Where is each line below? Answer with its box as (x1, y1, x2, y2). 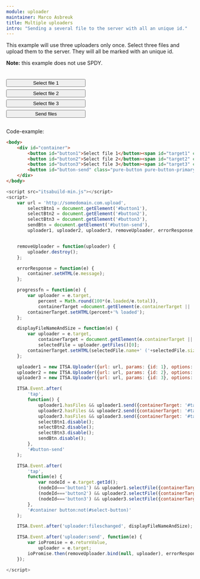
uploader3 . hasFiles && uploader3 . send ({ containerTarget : (37, 413, 183, 420)
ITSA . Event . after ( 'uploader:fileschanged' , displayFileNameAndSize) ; (17, 523, 193, 530)
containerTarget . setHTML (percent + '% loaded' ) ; (27, 309, 145, 315)
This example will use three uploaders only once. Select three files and (6, 42, 180, 49)
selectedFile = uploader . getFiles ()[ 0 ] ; (37, 342, 140, 348)
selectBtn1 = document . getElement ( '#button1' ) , (27, 205, 148, 211)
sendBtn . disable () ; (37, 436, 86, 442)
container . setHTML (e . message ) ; (27, 271, 105, 277)
